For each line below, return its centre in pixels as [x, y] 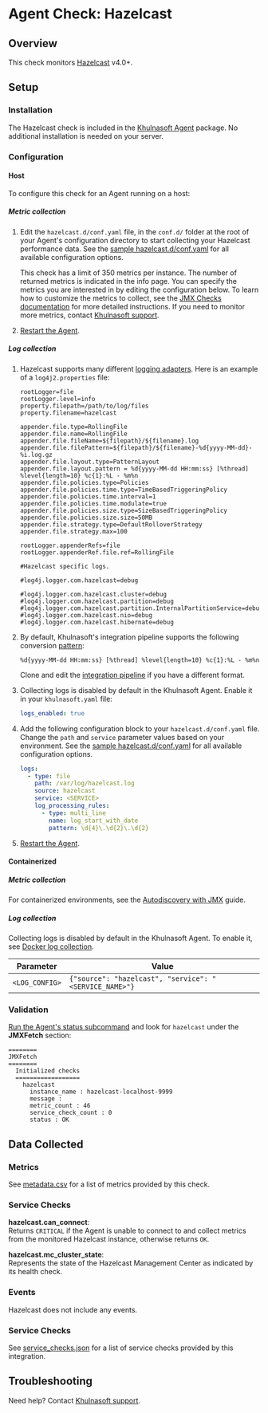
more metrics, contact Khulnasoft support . [89, 315]
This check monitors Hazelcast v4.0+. [71, 62]
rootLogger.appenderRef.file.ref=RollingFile [97, 552]
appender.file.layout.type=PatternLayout [89, 462]
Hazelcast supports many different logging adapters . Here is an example [139, 368]
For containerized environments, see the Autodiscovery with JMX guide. [127, 900]
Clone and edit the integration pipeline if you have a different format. [132, 675]
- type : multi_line [73, 813]
